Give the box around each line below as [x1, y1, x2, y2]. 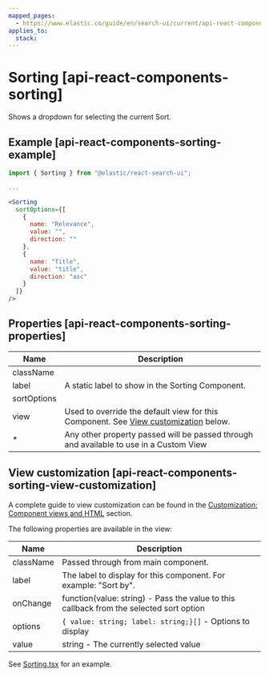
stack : [15, 34, 38, 42]
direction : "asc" [29, 272, 88, 280]
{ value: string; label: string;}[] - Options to [62, 615, 251, 627]
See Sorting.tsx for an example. [8, 659, 112, 669]
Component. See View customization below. [64, 416, 231, 427]
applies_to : [8, 26, 48, 34]
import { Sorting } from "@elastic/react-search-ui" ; [8, 169, 192, 177]
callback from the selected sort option [62, 602, 206, 614]
